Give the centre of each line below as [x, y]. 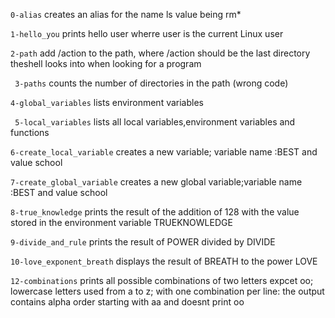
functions [30, 132]
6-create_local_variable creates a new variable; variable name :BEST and [164, 152]
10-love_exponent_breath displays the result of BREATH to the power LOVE [164, 261]
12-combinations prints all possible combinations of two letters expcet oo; [162, 280]
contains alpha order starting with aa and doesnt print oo [127, 302]
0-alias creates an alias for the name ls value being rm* [126, 14]
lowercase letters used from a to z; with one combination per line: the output [167, 291]
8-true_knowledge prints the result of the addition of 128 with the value [155, 212]
